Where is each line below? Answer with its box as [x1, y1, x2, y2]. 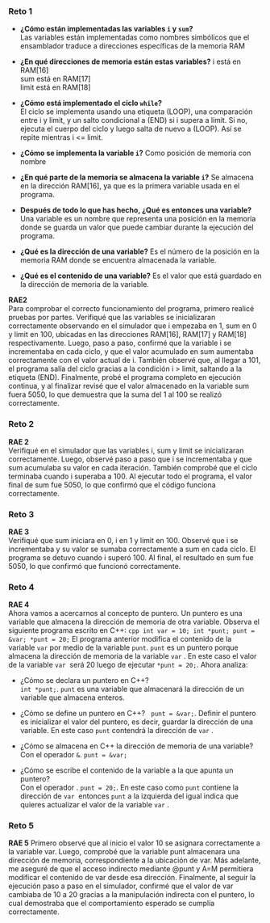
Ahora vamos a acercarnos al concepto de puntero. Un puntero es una [8, 609, 243, 618]
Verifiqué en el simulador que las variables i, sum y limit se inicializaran [8, 445, 244, 455]
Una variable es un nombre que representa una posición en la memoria [19, 214, 256, 224]
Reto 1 [8, 6, 33, 17]
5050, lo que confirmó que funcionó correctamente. [8, 561, 181, 571]
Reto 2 [8, 419, 35, 430]
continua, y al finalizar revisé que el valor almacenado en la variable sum [8, 381, 250, 391]
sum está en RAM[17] [19, 74, 91, 84]
